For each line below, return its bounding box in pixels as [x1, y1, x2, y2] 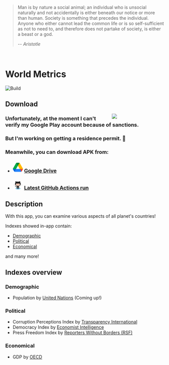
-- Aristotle [17, 41, 41, 47]
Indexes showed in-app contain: [5, 223, 72, 229]
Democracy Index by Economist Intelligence [12, 324, 104, 331]
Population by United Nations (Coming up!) [12, 295, 102, 301]
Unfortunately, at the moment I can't [5, 115, 96, 122]
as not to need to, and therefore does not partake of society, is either [17, 26, 161, 32]
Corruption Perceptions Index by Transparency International [12, 319, 138, 325]
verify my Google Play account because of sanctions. [5, 121, 139, 129]
